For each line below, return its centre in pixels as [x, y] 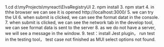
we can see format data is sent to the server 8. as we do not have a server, [80, 28]
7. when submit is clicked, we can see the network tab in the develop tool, [80, 22]
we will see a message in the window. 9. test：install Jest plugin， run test [80, 33]
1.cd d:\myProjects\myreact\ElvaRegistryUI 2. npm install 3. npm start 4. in [80, 7]
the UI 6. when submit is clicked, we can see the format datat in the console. [82, 17]
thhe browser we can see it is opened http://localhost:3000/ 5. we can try [79, 12]
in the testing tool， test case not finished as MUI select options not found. [80, 39]
